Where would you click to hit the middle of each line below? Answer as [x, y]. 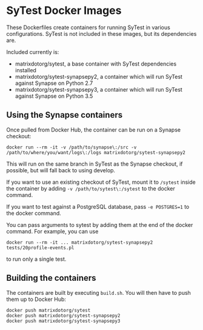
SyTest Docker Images [64, 11]
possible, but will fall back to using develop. [61, 170]
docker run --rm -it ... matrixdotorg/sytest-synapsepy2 [80, 242]
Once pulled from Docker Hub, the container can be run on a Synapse [93, 130]
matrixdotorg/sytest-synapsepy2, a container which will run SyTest [99, 76]
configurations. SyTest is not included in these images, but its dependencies [101, 33]
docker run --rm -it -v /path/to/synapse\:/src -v [72, 147]
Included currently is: [33, 52]
